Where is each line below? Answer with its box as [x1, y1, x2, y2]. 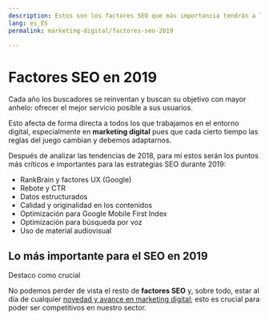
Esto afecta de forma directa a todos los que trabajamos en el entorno [8, 118, 239, 128]
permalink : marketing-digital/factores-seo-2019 [8, 26, 174, 34]
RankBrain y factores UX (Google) [19, 175, 132, 185]
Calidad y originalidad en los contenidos [19, 201, 153, 210]
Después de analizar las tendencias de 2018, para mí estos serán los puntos [8, 151, 259, 161]
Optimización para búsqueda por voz [19, 218, 143, 227]
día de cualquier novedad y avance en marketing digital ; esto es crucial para [8, 294, 260, 304]
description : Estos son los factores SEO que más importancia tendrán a [8, 11, 256, 20]
